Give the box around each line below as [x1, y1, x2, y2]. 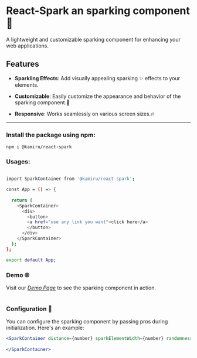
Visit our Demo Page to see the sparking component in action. [6, 284, 157, 291]
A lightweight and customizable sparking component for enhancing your [6, 36, 181, 43]
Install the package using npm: [6, 131, 96, 139]
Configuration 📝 [6, 305, 53, 313]
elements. [14, 81, 39, 88]
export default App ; [6, 257, 57, 263]
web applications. [6, 42, 49, 49]
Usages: [6, 157, 30, 165]
